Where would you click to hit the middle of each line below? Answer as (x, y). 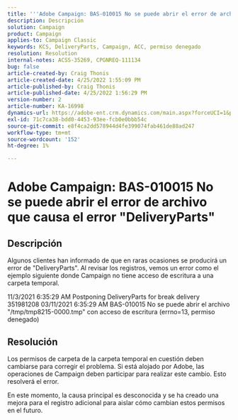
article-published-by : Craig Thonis (61, 87)
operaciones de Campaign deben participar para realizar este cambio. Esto (117, 374)
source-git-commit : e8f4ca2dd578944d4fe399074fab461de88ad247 (101, 126)
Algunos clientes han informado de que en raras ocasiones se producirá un (117, 260)
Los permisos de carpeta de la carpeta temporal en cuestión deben (106, 358)
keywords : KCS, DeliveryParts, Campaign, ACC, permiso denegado (104, 47)
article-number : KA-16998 (45, 106)
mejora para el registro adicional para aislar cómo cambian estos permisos (116, 402)
